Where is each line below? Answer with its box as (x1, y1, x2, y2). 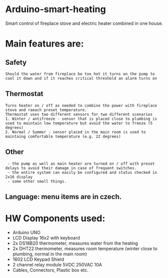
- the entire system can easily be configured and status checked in (7, 170, 157, 175)
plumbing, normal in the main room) (12, 251, 88, 257)
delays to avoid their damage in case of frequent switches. (5, 165, 137, 170)
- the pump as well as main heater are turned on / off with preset (7, 161, 155, 166)
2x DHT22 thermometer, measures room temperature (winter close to (12, 245, 158, 251)
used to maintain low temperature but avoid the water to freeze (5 (5, 120, 153, 126)
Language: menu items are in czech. (5, 192, 122, 201)
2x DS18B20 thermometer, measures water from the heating (12, 240, 138, 246)
